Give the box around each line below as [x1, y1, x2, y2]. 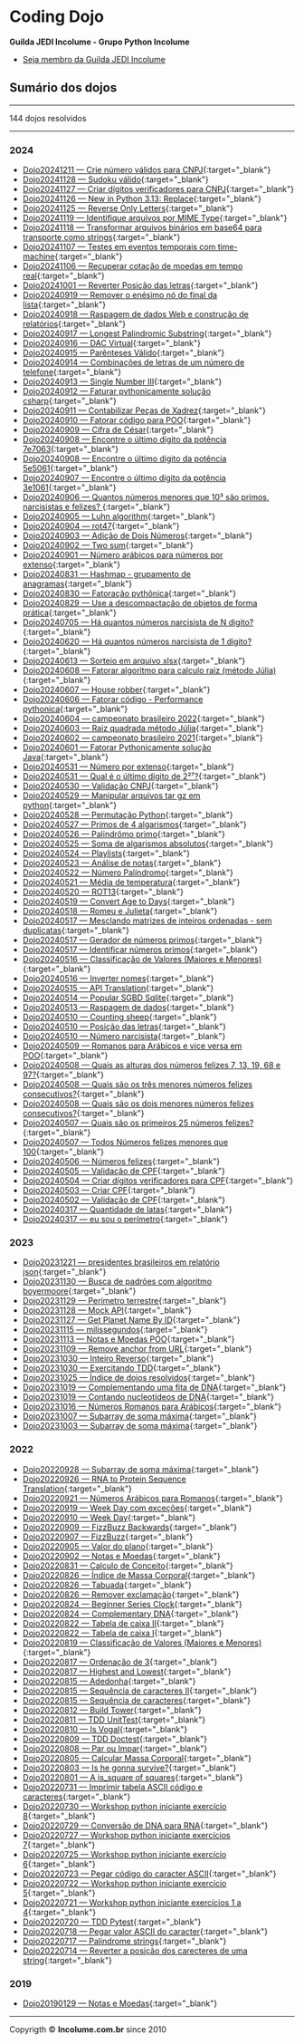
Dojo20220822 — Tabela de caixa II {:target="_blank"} [22, 1617, 224, 1628]
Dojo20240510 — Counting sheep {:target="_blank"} [22, 1012, 217, 1023]
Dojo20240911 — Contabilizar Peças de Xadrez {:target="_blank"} [22, 405, 267, 416]
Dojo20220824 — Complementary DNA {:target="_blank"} [22, 1608, 239, 1619]
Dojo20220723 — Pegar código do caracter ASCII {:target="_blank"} [22, 1868, 278, 1879]
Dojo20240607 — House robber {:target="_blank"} [22, 684, 211, 695]
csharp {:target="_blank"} [22, 396, 118, 407]
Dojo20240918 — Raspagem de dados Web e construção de [22, 309, 249, 320]
